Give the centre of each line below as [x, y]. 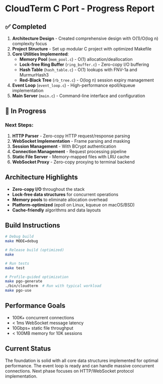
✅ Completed [26, 27]
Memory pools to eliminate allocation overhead [60, 200]
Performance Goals [35, 306]
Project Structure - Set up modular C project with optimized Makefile [82, 49]
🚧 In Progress [26, 111]
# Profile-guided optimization [37, 277]
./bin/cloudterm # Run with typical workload [53, 286]
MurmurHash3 [34, 75]
